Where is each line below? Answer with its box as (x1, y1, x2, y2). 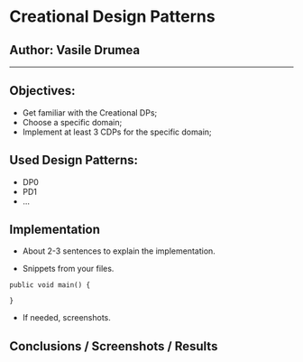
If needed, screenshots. (22, 312, 111, 323)
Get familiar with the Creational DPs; (22, 107, 158, 118)
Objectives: (9, 83, 76, 98)
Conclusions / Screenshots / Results (9, 339, 218, 354)
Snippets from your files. (22, 264, 115, 274)
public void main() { (9, 281, 91, 290)
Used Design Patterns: (9, 153, 138, 168)
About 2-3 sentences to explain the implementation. (22, 246, 216, 256)
